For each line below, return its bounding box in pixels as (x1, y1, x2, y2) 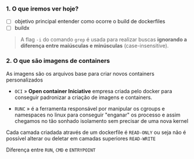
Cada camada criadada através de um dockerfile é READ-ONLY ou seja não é (6, 129, 186, 136)
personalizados (6, 76, 43, 83)
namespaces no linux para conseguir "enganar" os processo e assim (14, 111, 181, 118)
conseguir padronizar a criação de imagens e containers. (14, 94, 153, 101)
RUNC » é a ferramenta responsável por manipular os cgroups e (14, 105, 165, 112)
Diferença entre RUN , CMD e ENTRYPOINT (6, 146, 96, 153)
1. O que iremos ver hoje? (6, 5, 79, 13)
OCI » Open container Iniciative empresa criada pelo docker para (14, 87, 172, 94)
